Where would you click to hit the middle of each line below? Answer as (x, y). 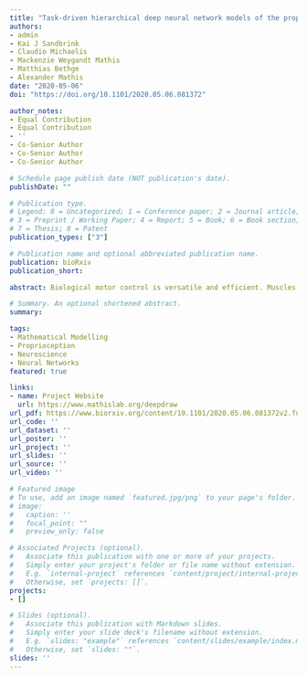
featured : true (38, 371)
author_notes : (37, 111)
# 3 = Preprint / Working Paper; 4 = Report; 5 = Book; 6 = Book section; (155, 220)
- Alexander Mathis (47, 78)
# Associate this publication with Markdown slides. (116, 624)
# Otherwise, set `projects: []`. (79, 582)
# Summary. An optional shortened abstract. (95, 304)
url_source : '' (38, 464)
